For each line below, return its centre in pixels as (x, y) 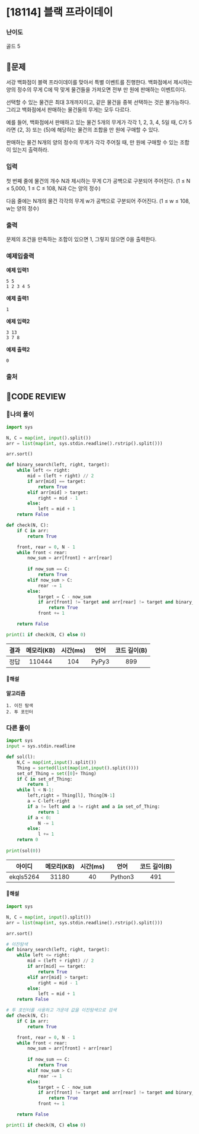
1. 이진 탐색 (20, 706)
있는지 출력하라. (31, 150)
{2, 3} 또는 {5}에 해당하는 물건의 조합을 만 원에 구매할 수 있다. (88, 130)
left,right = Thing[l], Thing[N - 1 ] (71, 796)
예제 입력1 (17, 270)
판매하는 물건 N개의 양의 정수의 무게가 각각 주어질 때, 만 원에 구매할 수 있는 (92, 143)
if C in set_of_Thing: (45, 779)
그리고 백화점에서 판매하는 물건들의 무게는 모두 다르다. (69, 110)
